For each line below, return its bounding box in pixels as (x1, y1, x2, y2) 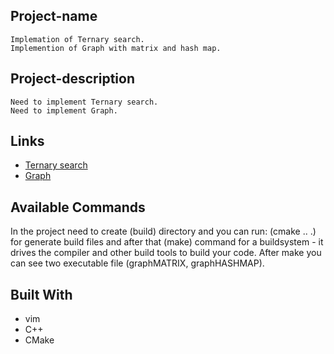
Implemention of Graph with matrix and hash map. (10, 43, 222, 53)
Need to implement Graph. (10, 105, 118, 116)
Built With (10, 286, 73, 303)
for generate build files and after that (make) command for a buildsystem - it (10, 236, 324, 248)
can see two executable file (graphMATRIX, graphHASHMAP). (10, 257, 265, 269)
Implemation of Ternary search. (10, 34, 145, 44)
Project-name (10, 8, 98, 25)
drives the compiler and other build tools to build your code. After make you (10, 247, 322, 259)
